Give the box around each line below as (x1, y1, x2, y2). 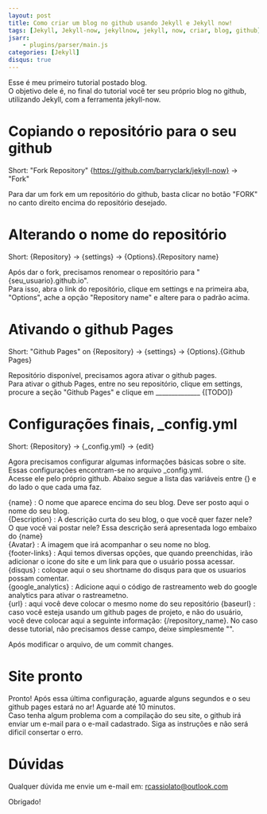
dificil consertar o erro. (8, 727, 83, 737)
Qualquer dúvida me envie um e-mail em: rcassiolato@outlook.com (8, 781, 229, 791)
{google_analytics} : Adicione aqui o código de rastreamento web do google (8, 581, 257, 592)
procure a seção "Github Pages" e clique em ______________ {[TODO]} (8, 387, 234, 397)
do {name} (8, 531, 44, 541)
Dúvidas (8, 755, 64, 773)
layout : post (8, 11, 52, 20)
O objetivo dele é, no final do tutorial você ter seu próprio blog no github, (8, 86, 247, 95)
